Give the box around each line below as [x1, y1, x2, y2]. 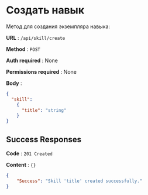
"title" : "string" [21, 107, 67, 113]
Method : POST [6, 45, 41, 53]
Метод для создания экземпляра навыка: [6, 23, 110, 30]
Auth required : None [6, 57, 58, 64]
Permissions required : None [6, 68, 77, 75]
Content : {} [6, 162, 36, 168]
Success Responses [6, 134, 82, 144]
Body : [6, 80, 22, 87]
